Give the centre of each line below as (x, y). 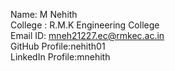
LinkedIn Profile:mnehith (60, 57)
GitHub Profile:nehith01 (58, 46)
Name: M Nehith (44, 14)
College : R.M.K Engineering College (85, 25)
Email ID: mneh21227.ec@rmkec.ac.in (87, 35)
